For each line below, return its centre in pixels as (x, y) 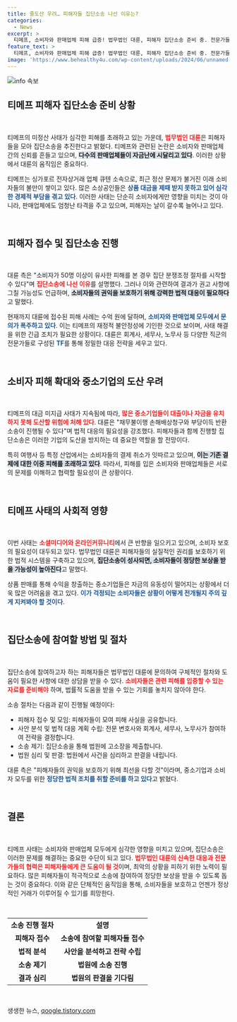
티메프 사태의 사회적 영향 (57, 510)
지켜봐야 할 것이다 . (39, 602)
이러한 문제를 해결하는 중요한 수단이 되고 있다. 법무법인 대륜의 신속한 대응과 (110, 857)
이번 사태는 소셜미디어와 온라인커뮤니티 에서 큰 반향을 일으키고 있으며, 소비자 (112, 542)
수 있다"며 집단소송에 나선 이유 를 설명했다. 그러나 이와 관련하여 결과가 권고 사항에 (119, 284)
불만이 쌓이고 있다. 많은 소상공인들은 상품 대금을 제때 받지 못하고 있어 (120, 187)
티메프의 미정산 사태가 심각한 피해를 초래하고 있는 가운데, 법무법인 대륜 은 (107, 137)
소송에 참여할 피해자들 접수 (102, 938)
